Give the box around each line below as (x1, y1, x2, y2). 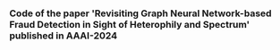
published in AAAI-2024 (9, 29, 118, 42)
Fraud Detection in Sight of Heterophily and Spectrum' (9, 18, 250, 30)
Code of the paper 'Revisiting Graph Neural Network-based (9, 7, 272, 20)
